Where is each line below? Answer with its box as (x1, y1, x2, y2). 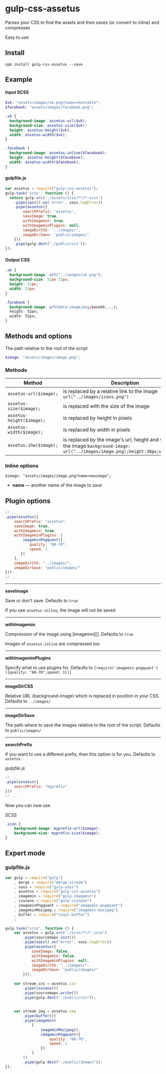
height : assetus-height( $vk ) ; (9, 128, 72, 133)
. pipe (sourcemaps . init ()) (23, 935, 77, 940)
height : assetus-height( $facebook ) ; (9, 155, 85, 160)
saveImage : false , (31, 949, 70, 954)
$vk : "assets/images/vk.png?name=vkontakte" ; (5, 100, 100, 105)
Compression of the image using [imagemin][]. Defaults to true (5, 631, 133, 637)
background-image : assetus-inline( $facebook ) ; (9, 150, 107, 155)
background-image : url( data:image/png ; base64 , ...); (9, 304, 119, 309)
